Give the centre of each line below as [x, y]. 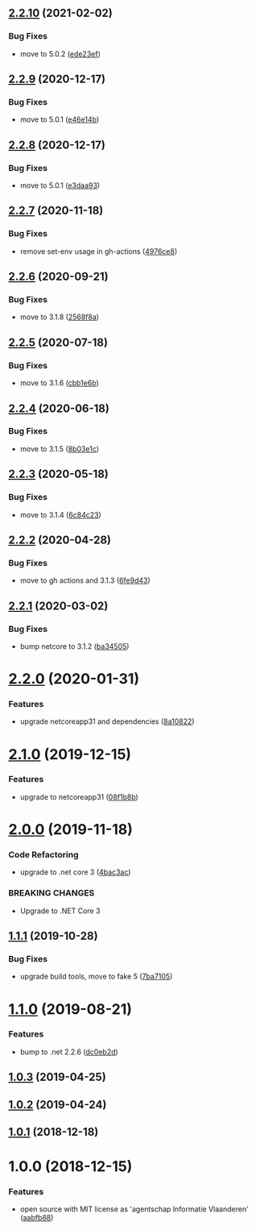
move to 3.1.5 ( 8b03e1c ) [59, 449]
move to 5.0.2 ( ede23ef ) [60, 54]
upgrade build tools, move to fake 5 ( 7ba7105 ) [96, 977]
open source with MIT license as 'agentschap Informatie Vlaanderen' [134, 1209]
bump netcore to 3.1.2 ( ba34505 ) [74, 646]
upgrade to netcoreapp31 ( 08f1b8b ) [79, 796]
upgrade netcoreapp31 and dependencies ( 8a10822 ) [107, 721]
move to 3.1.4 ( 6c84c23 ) [61, 514]
